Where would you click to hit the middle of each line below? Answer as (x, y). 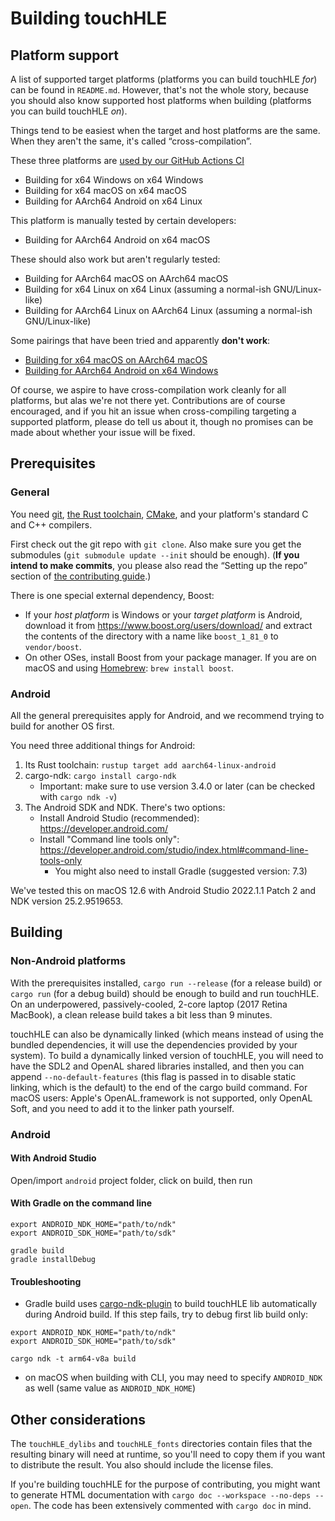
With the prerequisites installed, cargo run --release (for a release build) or (166, 983)
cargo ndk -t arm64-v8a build (73, 1359)
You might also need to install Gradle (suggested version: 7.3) (181, 871)
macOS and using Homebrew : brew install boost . (129, 668)
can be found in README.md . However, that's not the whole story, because (159, 90)
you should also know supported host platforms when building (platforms (161, 100)
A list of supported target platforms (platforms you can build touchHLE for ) (164, 79)
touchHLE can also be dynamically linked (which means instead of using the (167, 1034)
